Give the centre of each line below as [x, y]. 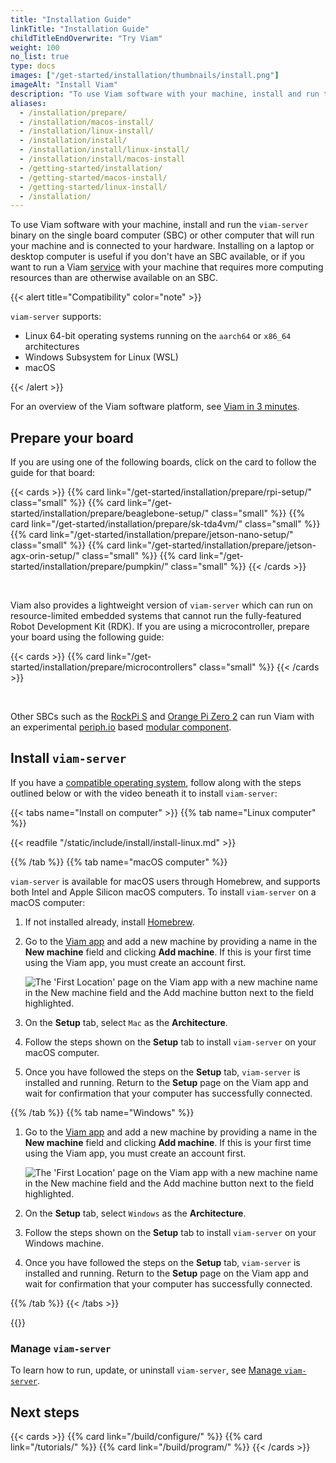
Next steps [45, 1412]
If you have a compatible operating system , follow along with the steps [156, 782]
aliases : [28, 103]
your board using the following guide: [87, 637]
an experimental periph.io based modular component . [121, 727]
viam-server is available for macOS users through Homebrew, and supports [165, 881]
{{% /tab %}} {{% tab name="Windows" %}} [102, 1112]
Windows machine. [64, 1243]
